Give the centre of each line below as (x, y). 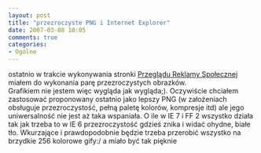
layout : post (29, 15)
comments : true (33, 37)
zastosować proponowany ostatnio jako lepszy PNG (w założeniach (118, 99)
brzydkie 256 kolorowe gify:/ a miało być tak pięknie (93, 141)
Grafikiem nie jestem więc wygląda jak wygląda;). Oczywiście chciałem (123, 91)
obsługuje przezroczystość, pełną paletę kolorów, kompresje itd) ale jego (126, 107)
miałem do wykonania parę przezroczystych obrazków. (97, 82)
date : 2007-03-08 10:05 (47, 30)
